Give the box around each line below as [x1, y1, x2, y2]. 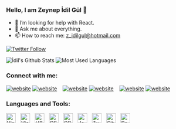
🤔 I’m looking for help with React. [14, 19, 95, 26]
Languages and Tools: [6, 100, 70, 108]
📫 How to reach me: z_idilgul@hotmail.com [14, 32, 121, 39]
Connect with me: [6, 72, 58, 80]
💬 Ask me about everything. [14, 25, 82, 32]
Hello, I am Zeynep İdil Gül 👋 [6, 6, 87, 14]
